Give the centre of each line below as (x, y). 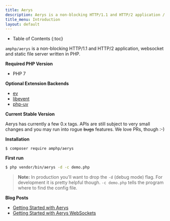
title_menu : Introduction (33, 19)
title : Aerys (19, 10)
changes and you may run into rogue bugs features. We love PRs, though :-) (85, 129)
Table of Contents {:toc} (38, 39)
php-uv (20, 104)
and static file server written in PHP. (43, 54)
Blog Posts (17, 198)
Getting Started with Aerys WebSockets (54, 213)
